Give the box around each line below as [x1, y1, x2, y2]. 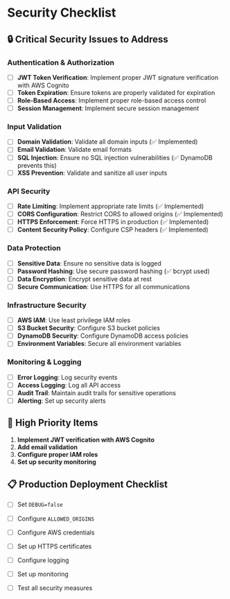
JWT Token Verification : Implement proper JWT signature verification [17, 73, 219, 81]
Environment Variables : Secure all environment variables [17, 340, 182, 348]
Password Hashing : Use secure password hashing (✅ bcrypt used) [17, 267, 210, 275]
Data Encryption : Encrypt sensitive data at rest [17, 275, 152, 283]
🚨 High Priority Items [7, 417, 98, 429]
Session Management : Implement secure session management [17, 104, 200, 112]
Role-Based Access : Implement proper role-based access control [17, 96, 206, 105]
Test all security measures [17, 584, 93, 592]
